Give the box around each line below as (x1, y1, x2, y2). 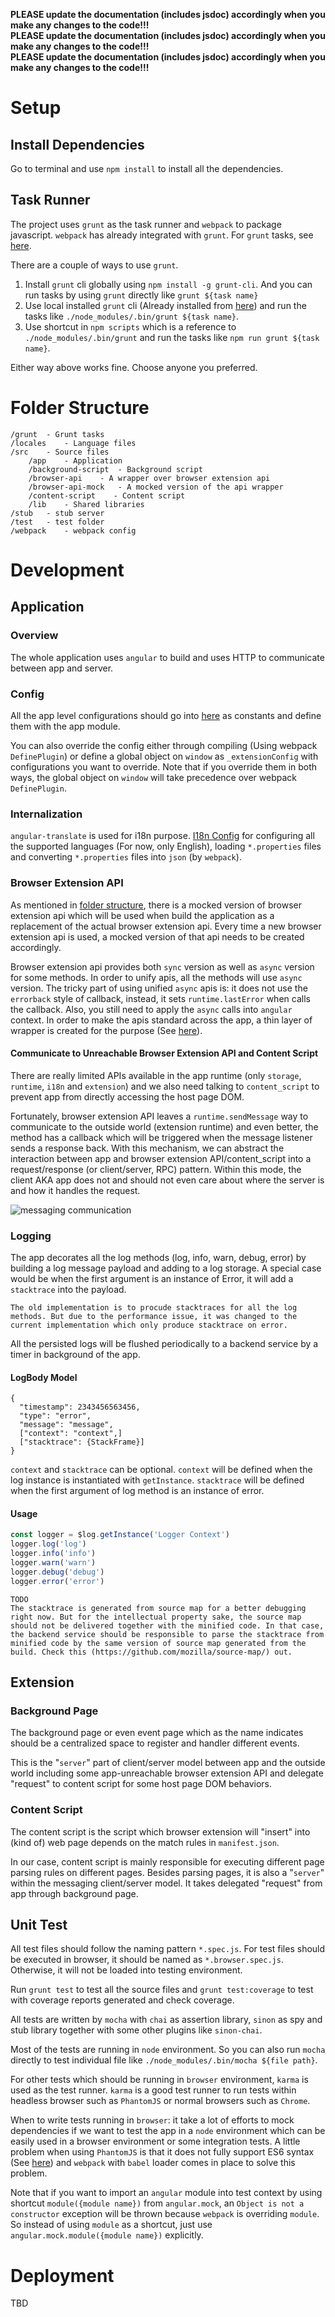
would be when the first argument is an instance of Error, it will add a (10, 1273, 294, 1285)
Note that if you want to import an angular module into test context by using (10, 2187, 323, 2199)
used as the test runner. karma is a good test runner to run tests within (10, 2084, 297, 2096)
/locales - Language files (10, 438, 137, 448)
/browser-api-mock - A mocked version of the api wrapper (28, 482, 284, 492)
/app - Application (28, 455, 123, 466)
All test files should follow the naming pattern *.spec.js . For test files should (10, 1943, 326, 1955)
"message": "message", (19, 1420, 114, 1430)
